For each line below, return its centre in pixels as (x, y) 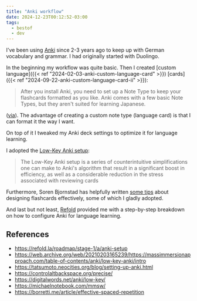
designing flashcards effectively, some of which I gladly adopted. (85, 198)
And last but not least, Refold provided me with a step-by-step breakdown (95, 209)
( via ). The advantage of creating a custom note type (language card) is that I (98, 116)
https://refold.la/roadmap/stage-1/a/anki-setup (71, 248)
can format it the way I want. (40, 121)
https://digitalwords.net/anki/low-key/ (60, 279)
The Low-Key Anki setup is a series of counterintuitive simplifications (104, 162)
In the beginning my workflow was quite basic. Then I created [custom (91, 67)
